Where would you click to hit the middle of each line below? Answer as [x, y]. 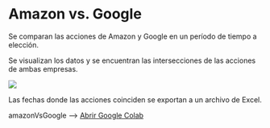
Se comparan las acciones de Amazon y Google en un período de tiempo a [133, 36]
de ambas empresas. [43, 68]
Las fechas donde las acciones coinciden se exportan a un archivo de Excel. [135, 99]
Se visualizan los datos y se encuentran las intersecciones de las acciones [132, 60]
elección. [23, 44]
